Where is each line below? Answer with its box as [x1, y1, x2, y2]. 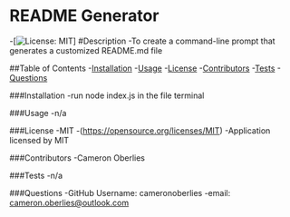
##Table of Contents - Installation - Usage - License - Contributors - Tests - [9, 63, 281, 74]
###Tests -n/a [9, 170, 63, 181]
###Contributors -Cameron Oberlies [9, 152, 146, 163]
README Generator [9, 5, 159, 26]
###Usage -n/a [9, 107, 67, 118]
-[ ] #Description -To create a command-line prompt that [9, 35, 275, 46]
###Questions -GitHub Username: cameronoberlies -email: [9, 187, 231, 198]
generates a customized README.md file [9, 44, 163, 55]
